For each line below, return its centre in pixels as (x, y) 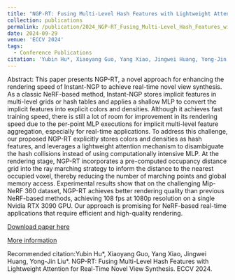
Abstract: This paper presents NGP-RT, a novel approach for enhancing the (116, 79)
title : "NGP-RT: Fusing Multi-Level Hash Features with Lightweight (109, 14)
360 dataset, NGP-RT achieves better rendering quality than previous (124, 190)
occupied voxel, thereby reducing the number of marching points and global (117, 176)
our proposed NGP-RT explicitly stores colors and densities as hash (105, 139)
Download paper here (38, 226)
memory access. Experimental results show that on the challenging (104, 183)
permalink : (23, 27)
